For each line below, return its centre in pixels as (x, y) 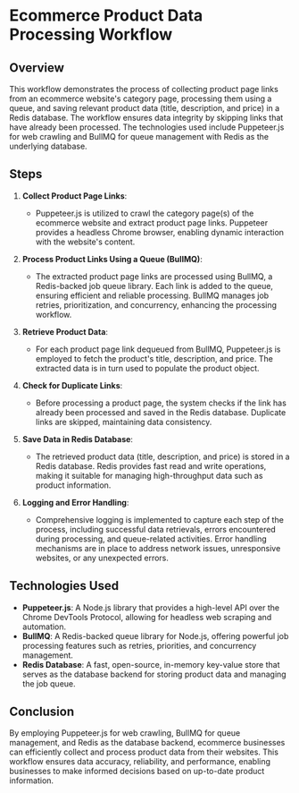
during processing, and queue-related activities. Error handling (151, 539)
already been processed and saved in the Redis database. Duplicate (161, 412)
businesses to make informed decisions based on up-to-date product (137, 772)
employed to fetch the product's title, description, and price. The (154, 358)
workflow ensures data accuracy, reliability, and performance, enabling (140, 762)
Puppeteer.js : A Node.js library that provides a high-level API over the (150, 607)
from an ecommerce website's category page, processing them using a (141, 98)
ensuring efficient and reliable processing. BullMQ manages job (152, 295)
